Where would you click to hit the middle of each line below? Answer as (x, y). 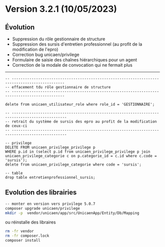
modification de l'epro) (35, 49)
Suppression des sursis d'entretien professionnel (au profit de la (77, 44)
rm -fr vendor (20, 231)
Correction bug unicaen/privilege (46, 55)
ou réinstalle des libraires (30, 222)
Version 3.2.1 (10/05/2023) (61, 9)
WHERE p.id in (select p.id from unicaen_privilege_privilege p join (78, 152)
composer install (23, 241)
